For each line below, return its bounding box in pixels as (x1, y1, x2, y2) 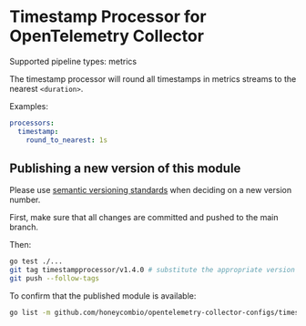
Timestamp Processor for (9, 6, 207, 27)
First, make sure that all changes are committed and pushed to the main (9, 212, 279, 223)
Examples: (9, 100, 48, 111)
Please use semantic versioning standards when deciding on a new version (9, 185, 292, 196)
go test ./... (9, 257, 64, 266)
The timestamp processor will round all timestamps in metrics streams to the (9, 73, 297, 84)
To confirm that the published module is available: (9, 290, 197, 301)
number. (9, 194, 41, 206)
